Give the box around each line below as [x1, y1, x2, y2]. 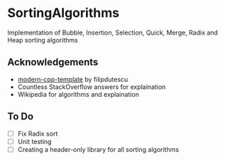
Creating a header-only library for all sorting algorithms [17, 145, 180, 153]
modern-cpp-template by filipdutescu [17, 75, 128, 83]
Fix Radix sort [17, 129, 58, 138]
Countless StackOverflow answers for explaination [17, 83, 166, 91]
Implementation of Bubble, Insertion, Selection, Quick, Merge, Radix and [7, 28, 219, 37]
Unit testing [17, 137, 52, 145]
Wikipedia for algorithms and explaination [17, 90, 140, 98]
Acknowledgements [7, 56, 99, 68]
